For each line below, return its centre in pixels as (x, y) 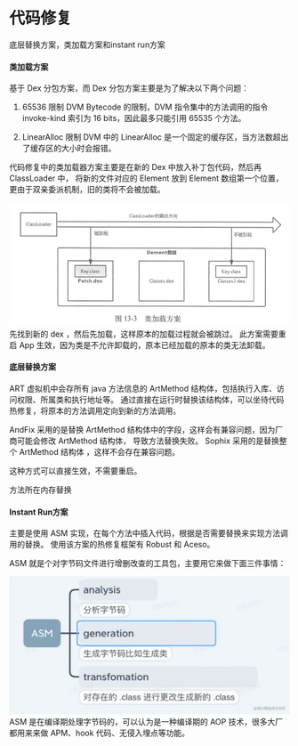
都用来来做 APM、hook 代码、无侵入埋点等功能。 (99, 733)
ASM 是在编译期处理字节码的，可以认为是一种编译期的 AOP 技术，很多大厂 (146, 722)
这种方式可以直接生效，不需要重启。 (76, 470)
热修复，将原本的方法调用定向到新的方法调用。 (95, 410)
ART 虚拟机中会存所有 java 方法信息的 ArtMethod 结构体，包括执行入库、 (143, 388)
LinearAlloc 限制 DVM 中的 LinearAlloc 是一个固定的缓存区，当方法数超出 (155, 137)
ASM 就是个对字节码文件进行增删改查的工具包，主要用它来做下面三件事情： (148, 564)
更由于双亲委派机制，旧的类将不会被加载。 (87, 190)
